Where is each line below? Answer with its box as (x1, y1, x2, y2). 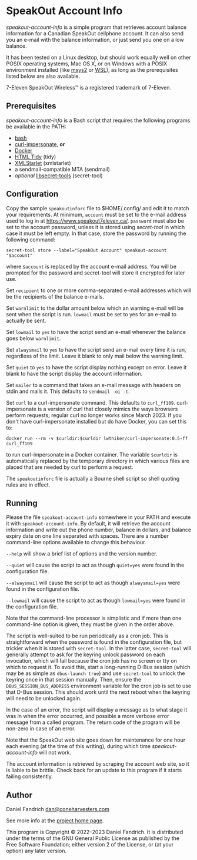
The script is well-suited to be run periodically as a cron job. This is (6, 632, 169, 640)
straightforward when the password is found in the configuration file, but (6, 639, 182, 646)
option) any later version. (6, 847, 66, 855)
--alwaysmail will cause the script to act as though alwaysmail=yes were (6, 579, 181, 587)
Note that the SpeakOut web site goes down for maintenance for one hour (6, 736, 186, 743)
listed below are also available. (6, 72, 81, 80)
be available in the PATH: (6, 123, 66, 130)
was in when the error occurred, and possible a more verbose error (6, 713, 169, 720)
